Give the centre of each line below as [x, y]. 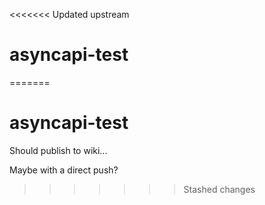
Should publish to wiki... [58, 150]
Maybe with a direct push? [64, 170]
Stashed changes [219, 189]
